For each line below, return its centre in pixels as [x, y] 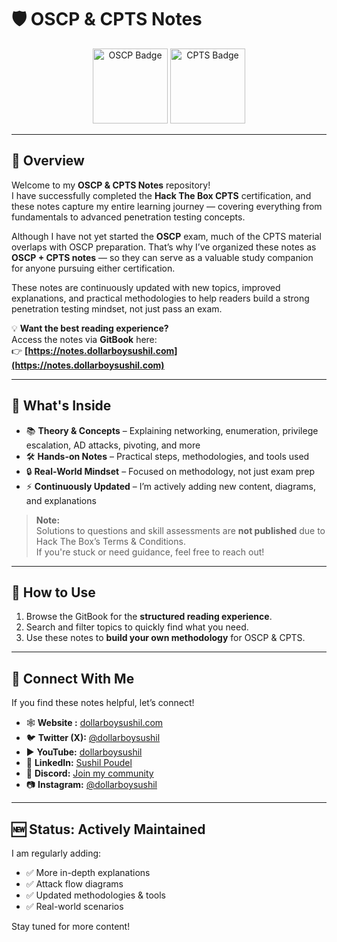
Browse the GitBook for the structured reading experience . [149, 617]
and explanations [61, 500]
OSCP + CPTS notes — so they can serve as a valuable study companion [162, 257]
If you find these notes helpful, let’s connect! [103, 703]
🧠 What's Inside [61, 406]
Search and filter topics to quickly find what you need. [137, 627]
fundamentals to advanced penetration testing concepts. [128, 217]
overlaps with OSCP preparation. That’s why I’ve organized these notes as [164, 247]
